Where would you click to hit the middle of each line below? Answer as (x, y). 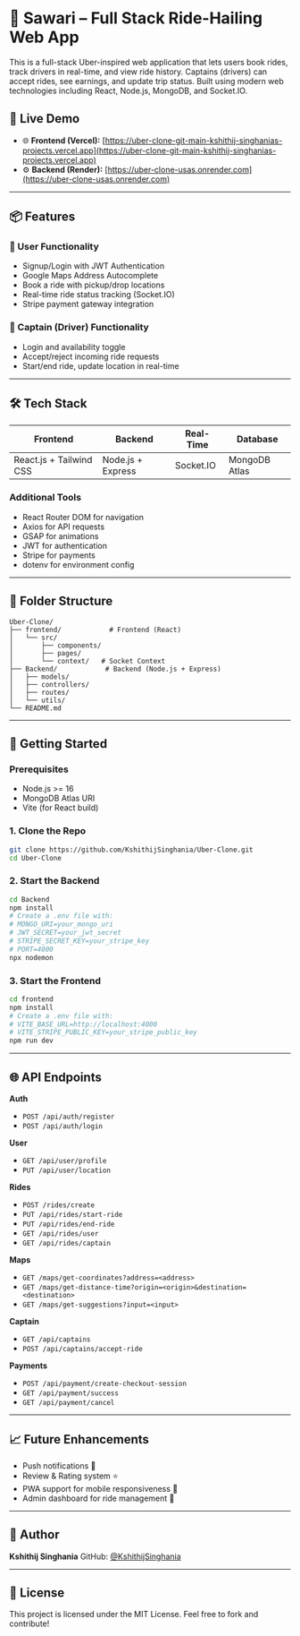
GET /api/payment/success (70, 1393)
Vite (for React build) (60, 808)
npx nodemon (31, 957)
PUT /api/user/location (67, 1171)
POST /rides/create (58, 1205)
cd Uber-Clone (36, 858)
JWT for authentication (64, 545)
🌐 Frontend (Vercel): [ (63, 140)
